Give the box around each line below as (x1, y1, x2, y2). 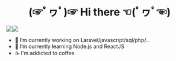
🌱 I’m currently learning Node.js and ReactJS (14, 43, 124, 50)
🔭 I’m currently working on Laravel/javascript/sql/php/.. (14, 36, 149, 43)
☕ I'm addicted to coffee (14, 49, 75, 56)
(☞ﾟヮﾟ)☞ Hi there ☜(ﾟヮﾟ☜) (28, 5, 171, 19)
